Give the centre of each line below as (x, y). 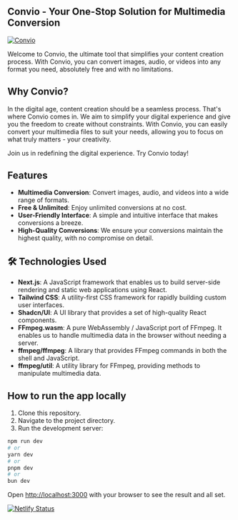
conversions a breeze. (50, 223)
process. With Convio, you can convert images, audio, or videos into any (114, 61)
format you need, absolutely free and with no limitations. (90, 69)
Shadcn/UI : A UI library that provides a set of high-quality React (112, 313)
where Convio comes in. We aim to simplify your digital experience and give (119, 116)
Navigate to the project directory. (66, 421)
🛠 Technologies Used (57, 261)
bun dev (19, 481)
